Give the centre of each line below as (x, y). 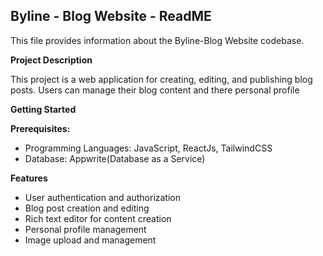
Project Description (51, 60)
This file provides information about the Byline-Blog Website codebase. (157, 40)
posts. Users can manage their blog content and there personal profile (155, 90)
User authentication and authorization (103, 197)
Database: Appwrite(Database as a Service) (115, 158)
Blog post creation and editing (87, 208)
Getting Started (43, 109)
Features (29, 178)
